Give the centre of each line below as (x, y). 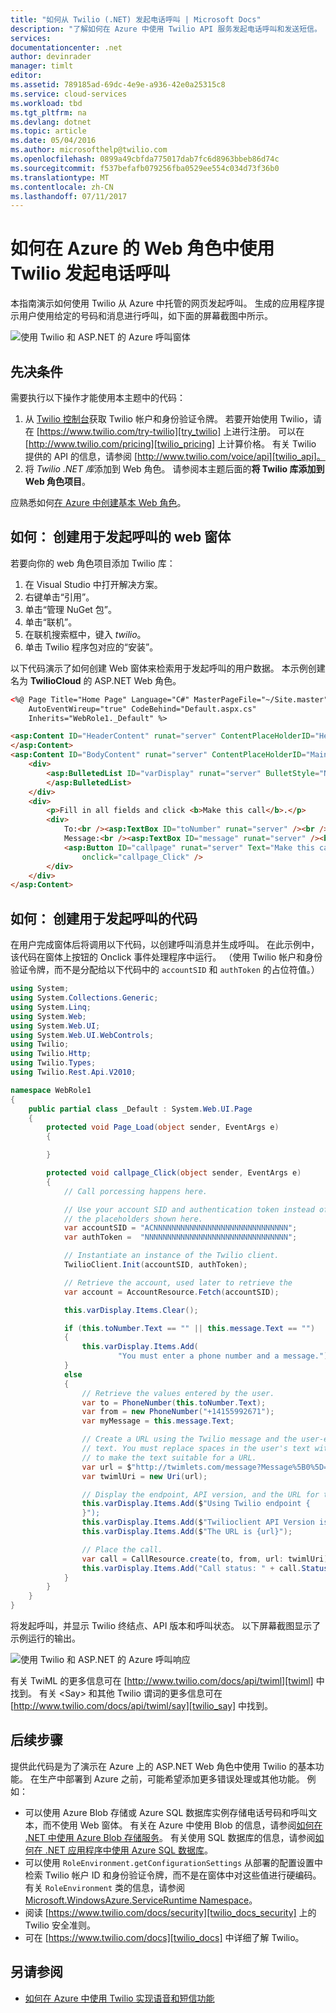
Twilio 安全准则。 (60, 1925)
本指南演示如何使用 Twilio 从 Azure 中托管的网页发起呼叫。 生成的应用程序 (163, 303)
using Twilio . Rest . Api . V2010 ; (73, 1072)
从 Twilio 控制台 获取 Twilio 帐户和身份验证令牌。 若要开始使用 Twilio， (168, 419)
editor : (26, 76)
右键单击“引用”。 (59, 597)
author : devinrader (51, 57)
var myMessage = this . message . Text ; (158, 1421)
